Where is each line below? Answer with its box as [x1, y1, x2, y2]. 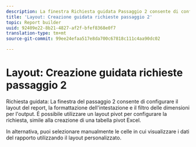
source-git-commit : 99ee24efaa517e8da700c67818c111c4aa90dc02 [6, 36, 160, 42]
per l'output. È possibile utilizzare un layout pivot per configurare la [6, 110, 167, 117]
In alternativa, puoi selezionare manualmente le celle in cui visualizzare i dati [6, 128, 190, 135]
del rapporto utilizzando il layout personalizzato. [6, 134, 121, 141]
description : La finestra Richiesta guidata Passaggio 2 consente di [6, 8, 179, 15]
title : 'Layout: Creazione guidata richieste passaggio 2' [6, 14, 153, 20]
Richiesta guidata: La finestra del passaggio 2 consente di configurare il [6, 98, 178, 105]
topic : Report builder [6, 19, 61, 25]
